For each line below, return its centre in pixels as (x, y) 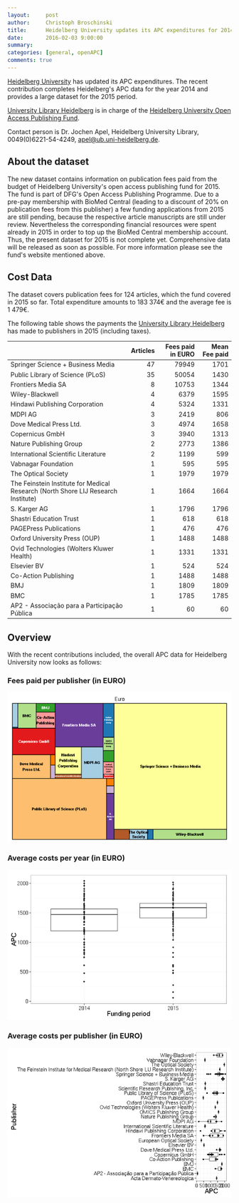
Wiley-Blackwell (34, 394)
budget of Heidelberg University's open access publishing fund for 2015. (114, 186)
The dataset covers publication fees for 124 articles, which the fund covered (119, 294)
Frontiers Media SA (38, 384)
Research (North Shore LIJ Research (64, 491)
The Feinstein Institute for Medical (60, 483)
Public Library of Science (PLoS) (58, 374)
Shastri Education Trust (45, 518)
